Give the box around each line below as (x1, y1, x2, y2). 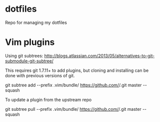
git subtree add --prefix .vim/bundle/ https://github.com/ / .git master (5, 82, 142, 88)
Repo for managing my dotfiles (5, 20, 67, 25)
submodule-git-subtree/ (5, 58, 54, 64)
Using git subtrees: (5, 53, 44, 59)
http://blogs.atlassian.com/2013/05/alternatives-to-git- (44, 53, 155, 59)
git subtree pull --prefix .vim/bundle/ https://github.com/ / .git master (5, 106, 142, 112)
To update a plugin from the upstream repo (5, 97, 92, 102)
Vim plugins (5, 37, 55, 48)
